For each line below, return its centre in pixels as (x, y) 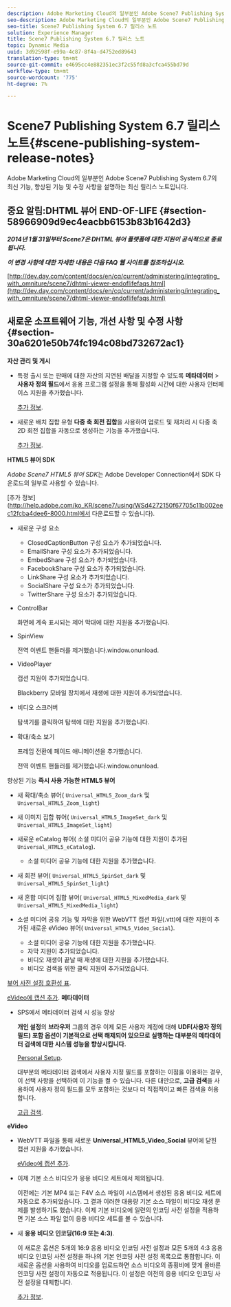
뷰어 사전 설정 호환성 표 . (39, 983)
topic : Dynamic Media (38, 45)
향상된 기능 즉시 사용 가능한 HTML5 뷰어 (61, 780)
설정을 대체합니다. (48, 1282)
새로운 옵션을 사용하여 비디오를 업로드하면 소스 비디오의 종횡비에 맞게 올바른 (119, 1265)
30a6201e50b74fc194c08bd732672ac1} (96, 344)
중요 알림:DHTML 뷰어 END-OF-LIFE (82, 210)
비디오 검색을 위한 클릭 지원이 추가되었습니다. (88, 968)
